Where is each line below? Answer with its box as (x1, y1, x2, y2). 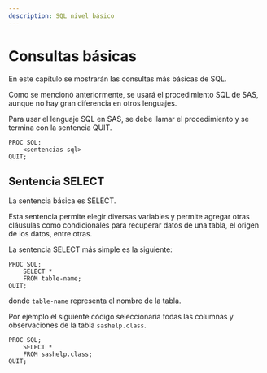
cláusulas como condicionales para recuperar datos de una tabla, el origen (8, 220, 260, 230)
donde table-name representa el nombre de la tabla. (8, 296, 182, 306)
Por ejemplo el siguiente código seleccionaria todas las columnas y (8, 312, 234, 322)
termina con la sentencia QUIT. (8, 123, 112, 132)
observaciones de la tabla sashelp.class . (8, 320, 147, 330)
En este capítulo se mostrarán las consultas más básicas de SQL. (8, 74, 227, 84)
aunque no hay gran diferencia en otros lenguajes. (8, 98, 177, 108)
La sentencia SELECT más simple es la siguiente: (8, 245, 173, 254)
